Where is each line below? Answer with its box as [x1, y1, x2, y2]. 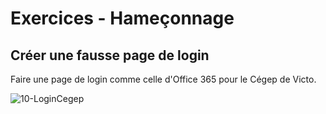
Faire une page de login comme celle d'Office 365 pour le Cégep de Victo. [10, 73, 317, 85]
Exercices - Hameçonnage [10, 7, 235, 30]
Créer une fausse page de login [10, 47, 210, 64]
